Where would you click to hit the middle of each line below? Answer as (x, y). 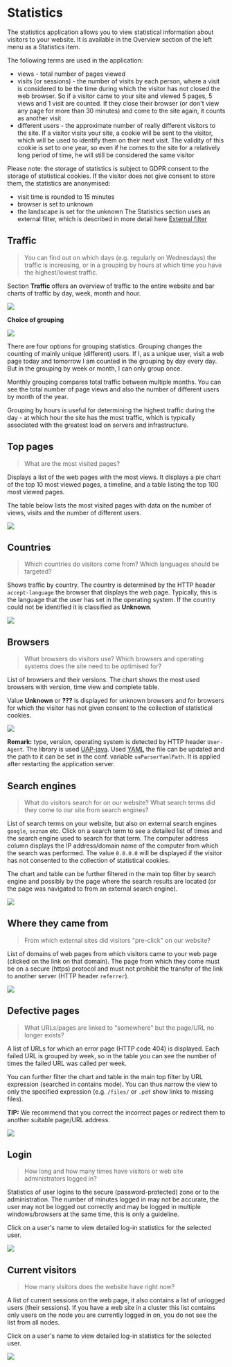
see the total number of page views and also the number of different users (113, 389)
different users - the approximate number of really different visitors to (116, 125)
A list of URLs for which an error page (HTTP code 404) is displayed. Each (113, 1049)
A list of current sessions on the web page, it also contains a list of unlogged (116, 1300)
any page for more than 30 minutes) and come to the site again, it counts (121, 111)
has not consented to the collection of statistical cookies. (89, 860)
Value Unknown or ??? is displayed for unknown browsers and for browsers (116, 701)
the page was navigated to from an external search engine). (92, 889)
